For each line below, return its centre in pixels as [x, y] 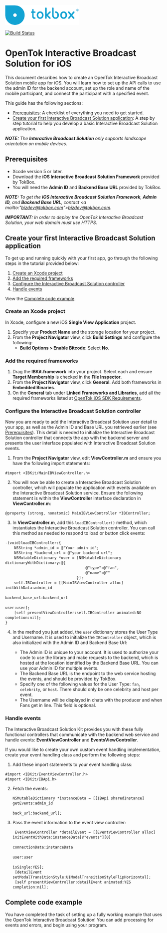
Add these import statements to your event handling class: [72, 764]
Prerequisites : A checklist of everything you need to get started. [78, 113]
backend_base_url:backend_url [37, 598]
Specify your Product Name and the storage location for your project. [84, 332]
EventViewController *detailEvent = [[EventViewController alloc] [85, 832]
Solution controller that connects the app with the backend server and [77, 438]
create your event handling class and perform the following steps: [73, 755]
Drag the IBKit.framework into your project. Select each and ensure [82, 372]
